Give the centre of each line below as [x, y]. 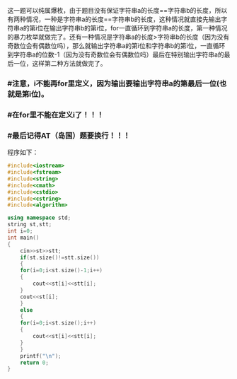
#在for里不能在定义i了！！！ [56, 115]
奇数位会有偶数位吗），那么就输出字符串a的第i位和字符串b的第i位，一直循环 [116, 46]
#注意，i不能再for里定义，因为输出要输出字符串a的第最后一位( [113, 83]
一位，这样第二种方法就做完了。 [60, 63]
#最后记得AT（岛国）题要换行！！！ [69, 135]
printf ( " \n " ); [41, 356]
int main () [23, 238]
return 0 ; [35, 363]
